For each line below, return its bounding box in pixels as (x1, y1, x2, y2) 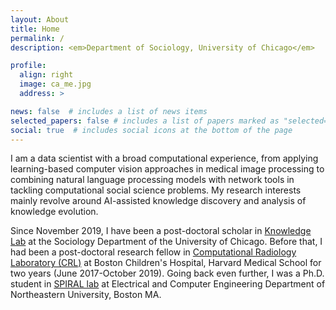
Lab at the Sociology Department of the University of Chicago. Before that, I (10, 236, 323, 248)
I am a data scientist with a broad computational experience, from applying (10, 152, 319, 165)
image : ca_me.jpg (19, 79, 92, 90)
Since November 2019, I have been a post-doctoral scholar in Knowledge (10, 225, 312, 237)
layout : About (10, 14, 70, 25)
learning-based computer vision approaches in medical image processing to (10, 163, 325, 175)
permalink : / (10, 33, 65, 43)
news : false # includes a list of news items (10, 106, 208, 116)
